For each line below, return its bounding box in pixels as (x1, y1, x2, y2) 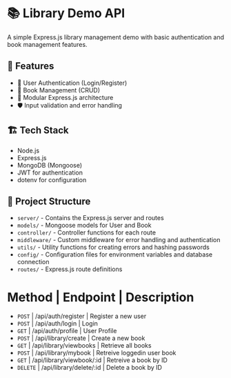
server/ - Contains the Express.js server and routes (17, 214, 164, 222)
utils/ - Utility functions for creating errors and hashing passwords (17, 243, 210, 252)
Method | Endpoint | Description (7, 289, 194, 305)
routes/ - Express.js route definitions (17, 265, 123, 273)
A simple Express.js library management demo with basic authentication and (7, 32, 225, 41)
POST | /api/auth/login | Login (17, 319, 99, 328)
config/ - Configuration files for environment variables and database (17, 250, 212, 259)
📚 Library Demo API (7, 6, 125, 21)
